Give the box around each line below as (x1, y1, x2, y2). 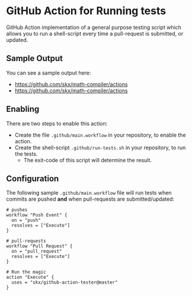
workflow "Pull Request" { (6, 243, 73, 249)
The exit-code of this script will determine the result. (23, 156, 152, 163)
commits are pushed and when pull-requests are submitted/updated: (6, 195, 175, 202)
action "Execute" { (6, 274, 55, 281)
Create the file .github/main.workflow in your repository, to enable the (14, 131, 186, 139)
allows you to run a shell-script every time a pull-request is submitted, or (6, 30, 184, 37)
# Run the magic (6, 269, 46, 275)
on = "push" (11, 217, 41, 223)
